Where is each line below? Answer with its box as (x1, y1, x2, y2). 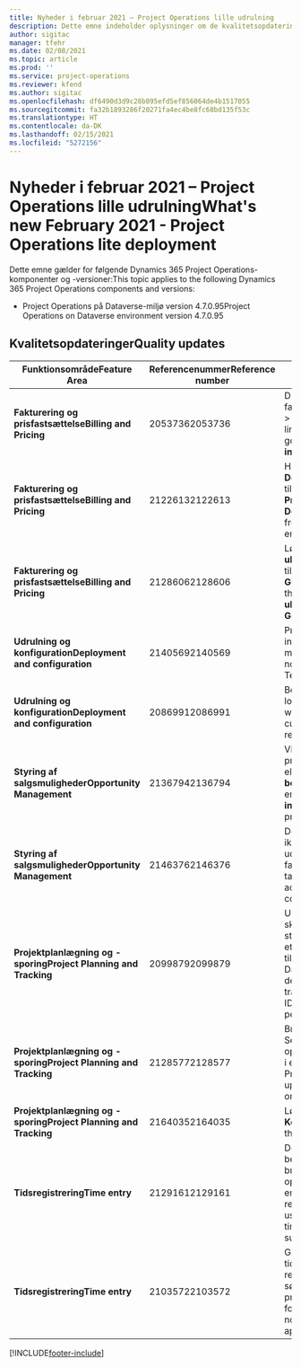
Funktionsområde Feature (21, 363, 133, 375)
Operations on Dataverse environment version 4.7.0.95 (21, 310, 224, 321)
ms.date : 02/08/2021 (9, 47, 87, 56)
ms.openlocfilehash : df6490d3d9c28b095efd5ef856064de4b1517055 (9, 96, 251, 106)
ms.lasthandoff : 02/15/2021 (9, 130, 115, 139)
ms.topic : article (9, 55, 78, 64)
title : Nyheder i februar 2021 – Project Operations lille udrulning (9, 13, 275, 22)
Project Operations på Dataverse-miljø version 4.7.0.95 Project (21, 300, 251, 311)
